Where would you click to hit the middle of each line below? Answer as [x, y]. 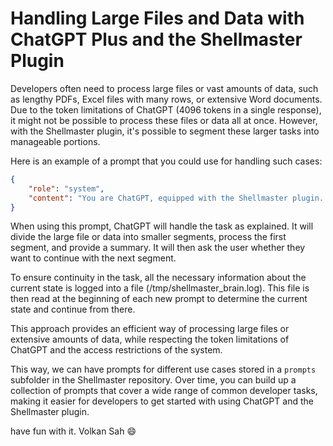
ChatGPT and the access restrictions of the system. [116, 350]
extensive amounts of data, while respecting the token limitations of [150, 339]
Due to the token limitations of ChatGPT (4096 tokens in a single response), [166, 109]
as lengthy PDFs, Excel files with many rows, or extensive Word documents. [166, 99]
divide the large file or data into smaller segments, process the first [148, 237]
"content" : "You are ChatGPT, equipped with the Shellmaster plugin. [176, 198]
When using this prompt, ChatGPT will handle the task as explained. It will [162, 226]
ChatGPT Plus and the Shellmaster [156, 39]
